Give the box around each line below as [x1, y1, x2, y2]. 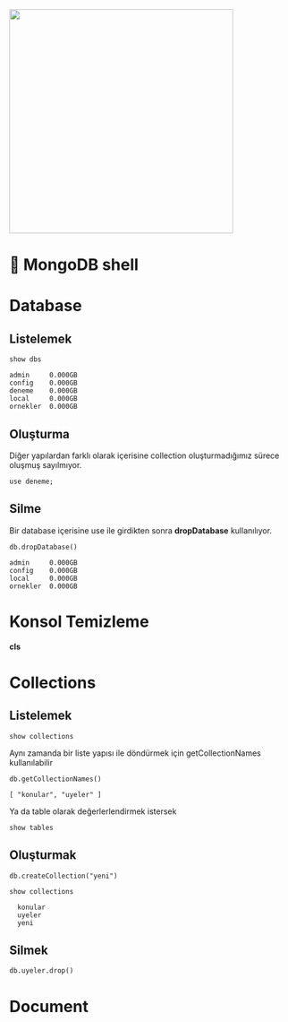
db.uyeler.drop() [9, 966, 74, 975]
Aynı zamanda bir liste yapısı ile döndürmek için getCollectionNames [9, 748, 262, 758]
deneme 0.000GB [9, 386, 78, 395]
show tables [9, 823, 54, 832]
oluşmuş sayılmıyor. [9, 460, 82, 470]
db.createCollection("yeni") [9, 871, 118, 880]
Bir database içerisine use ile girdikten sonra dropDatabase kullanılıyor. [9, 524, 273, 536]
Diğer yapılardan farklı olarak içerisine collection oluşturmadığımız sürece [9, 450, 280, 461]
